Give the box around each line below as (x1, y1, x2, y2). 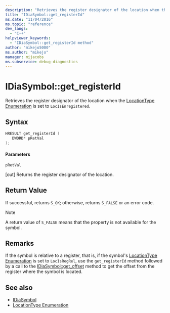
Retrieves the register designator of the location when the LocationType (5, 98, 155, 104)
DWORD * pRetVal (12, 136, 44, 141)
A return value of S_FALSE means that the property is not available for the (5, 219, 156, 225)
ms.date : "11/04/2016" (5, 17, 53, 22)
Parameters (5, 151, 30, 157)
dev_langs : (5, 26, 28, 31)
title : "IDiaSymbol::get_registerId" (5, 12, 85, 17)
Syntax (5, 117, 28, 126)
